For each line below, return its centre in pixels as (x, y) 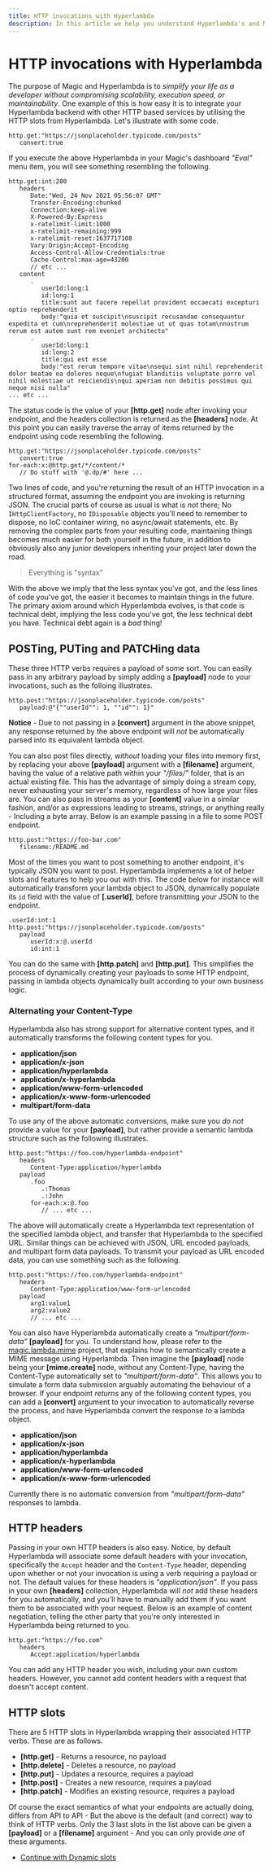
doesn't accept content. (48, 1687)
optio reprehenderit (43, 310)
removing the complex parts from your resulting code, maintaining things (130, 531)
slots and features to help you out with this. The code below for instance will (136, 879)
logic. (17, 990)
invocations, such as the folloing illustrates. (80, 685)
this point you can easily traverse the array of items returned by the (121, 427)
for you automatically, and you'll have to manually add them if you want (128, 1600)
